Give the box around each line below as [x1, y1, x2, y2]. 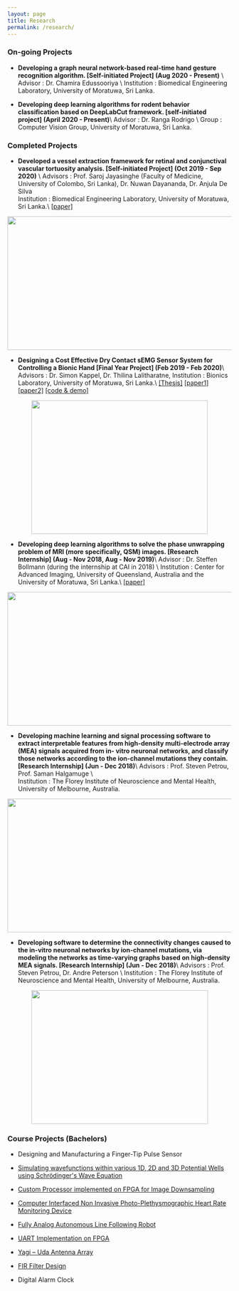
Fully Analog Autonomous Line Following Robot [17, 1220, 156, 1229]
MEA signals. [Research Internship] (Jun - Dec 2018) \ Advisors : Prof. [17, 960, 225, 969]
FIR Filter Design [17, 1262, 66, 1270]
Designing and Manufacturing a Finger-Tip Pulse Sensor [17, 1150, 183, 1158]
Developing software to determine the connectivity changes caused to [17, 938, 231, 947]
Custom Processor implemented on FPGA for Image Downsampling [17, 1185, 215, 1194]
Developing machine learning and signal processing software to [17, 731, 211, 740]
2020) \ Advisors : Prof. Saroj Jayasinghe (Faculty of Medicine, [17, 172, 203, 180]
